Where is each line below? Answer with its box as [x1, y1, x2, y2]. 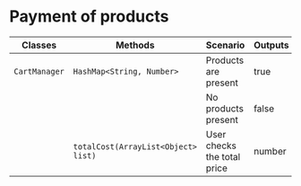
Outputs [254, 39, 289, 51]
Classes [21, 39, 56, 51]
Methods [115, 39, 155, 51]
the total [205, 150, 241, 163]
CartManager [13, 66, 65, 76]
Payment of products [9, 6, 169, 27]
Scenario [205, 39, 245, 51]
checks [205, 139, 237, 152]
